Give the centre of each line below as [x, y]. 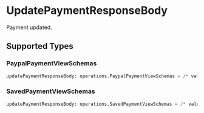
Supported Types [40, 46]
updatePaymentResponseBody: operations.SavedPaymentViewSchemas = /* [96, 104]
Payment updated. [29, 27]
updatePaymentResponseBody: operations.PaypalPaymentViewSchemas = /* [97, 76]
